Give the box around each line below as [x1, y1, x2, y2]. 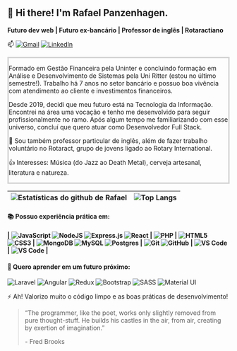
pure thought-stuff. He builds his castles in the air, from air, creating [24, 316, 221, 325]
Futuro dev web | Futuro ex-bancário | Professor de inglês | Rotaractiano [7, 25, 224, 34]
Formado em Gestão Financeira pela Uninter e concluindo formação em [8, 64, 217, 72]
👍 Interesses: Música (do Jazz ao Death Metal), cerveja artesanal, [8, 158, 202, 166]
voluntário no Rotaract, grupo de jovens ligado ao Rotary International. [8, 144, 213, 152]
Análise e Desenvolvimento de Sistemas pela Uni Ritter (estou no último [8, 71, 217, 80]
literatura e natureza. [8, 168, 69, 177]
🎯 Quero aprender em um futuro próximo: [7, 263, 130, 271]
